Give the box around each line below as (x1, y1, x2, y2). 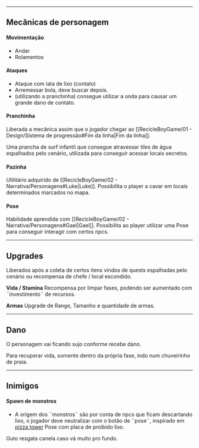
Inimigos (6, 381, 39, 391)
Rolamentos (14, 53, 44, 60)
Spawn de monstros (6, 398, 57, 405)
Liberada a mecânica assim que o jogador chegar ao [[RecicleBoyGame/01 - (6, 125, 192, 133)
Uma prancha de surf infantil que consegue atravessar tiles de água (6, 143, 172, 150)
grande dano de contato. (14, 99, 76, 106)
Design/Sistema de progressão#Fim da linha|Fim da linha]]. (6, 132, 151, 139)
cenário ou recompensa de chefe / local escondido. (6, 273, 132, 280)
